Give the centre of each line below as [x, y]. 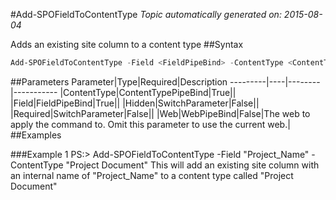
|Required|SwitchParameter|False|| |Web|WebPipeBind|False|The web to [160, 113]
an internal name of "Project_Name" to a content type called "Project [152, 175]
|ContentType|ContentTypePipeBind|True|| [148, 92]
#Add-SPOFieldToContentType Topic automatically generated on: [146, 14]
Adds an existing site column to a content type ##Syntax [127, 44]
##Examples [36, 135]
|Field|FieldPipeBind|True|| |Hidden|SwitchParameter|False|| [135, 103]
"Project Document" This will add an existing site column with [192, 165]
